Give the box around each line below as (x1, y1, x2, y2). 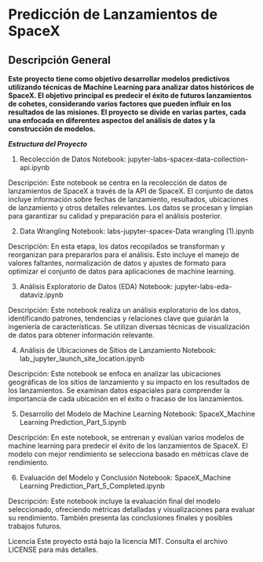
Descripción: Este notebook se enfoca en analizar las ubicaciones (8, 369, 221, 378)
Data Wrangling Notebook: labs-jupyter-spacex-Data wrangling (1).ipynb (19, 227, 254, 236)
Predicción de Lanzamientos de (8, 5, 218, 24)
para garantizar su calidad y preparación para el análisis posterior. (8, 212, 222, 220)
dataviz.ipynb (19, 290, 64, 299)
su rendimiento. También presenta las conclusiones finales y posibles (8, 513, 233, 522)
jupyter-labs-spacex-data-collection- (128, 154, 249, 164)
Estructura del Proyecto (8, 140, 88, 148)
